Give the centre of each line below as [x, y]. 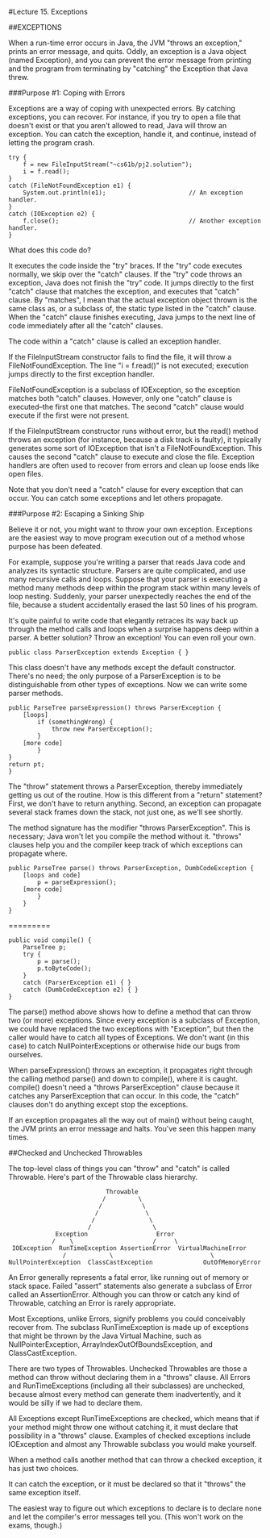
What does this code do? [50, 250]
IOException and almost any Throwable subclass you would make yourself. [133, 1444]
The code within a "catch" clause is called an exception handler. [115, 341]
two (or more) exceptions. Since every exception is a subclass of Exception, [134, 1020]
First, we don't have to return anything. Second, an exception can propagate [135, 803]
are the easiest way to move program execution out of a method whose [127, 538]
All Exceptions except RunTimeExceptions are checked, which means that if [134, 1418]
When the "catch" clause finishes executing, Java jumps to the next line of [132, 317]
